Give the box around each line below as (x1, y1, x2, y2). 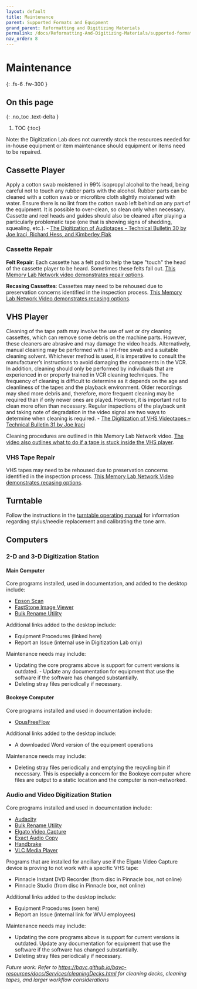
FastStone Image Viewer (14, 604, 74, 611)
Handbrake (14, 840, 42, 848)
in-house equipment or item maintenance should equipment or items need (6, 142, 186, 149)
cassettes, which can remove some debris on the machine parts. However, (6, 334, 186, 341)
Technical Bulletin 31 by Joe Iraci (6, 421, 86, 428)
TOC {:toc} (14, 124, 41, 131)
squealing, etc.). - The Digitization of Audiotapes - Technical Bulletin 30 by (6, 224, 186, 232)
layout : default (6, 8, 46, 15)
